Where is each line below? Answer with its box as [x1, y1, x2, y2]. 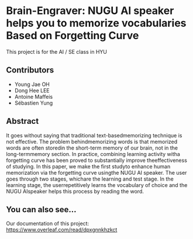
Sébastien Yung [14, 99, 53, 106]
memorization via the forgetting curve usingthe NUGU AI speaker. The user [6, 169, 187, 176]
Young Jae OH [14, 81, 50, 88]
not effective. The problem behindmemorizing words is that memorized [6, 138, 178, 145]
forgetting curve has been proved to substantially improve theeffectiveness [6, 157, 187, 164]
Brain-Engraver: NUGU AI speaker [6, 4, 174, 18]
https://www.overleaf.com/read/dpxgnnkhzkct [6, 226, 118, 233]
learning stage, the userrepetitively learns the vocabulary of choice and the [6, 181, 188, 188]
